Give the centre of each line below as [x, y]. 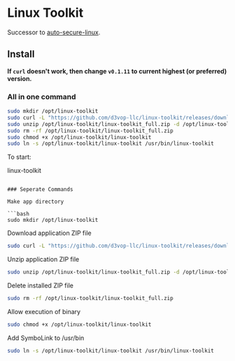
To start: [19, 157]
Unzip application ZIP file [43, 260]
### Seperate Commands [40, 190]
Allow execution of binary [44, 311]
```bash [19, 214]
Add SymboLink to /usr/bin [46, 338]
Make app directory [36, 202]
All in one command [42, 97]
